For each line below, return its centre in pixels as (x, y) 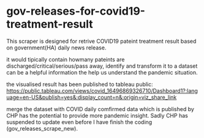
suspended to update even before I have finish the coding (79, 122)
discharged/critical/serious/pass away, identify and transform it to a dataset (102, 66)
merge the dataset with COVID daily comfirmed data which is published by (100, 109)
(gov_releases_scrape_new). (42, 128)
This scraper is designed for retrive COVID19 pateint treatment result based (101, 41)
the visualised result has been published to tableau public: (80, 84)
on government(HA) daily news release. (56, 48)
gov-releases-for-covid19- (76, 11)
